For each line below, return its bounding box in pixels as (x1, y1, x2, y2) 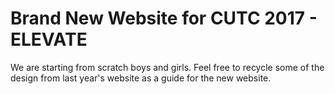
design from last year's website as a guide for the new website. (10, 72, 272, 84)
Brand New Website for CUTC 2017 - (10, 7, 318, 30)
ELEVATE (10, 28, 88, 51)
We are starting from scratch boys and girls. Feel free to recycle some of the (10, 61, 325, 73)
